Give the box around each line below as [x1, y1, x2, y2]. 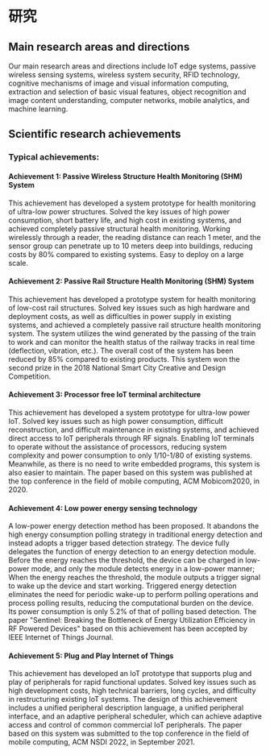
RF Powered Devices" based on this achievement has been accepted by [8, 624, 248, 633]
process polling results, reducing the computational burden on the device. [8, 598, 254, 608]
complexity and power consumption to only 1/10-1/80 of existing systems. [8, 450, 252, 460]
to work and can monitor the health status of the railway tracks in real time [8, 337, 255, 346]
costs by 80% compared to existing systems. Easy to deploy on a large [8, 249, 244, 259]
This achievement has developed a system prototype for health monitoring [8, 198, 256, 208]
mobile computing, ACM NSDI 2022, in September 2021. [8, 737, 195, 747]
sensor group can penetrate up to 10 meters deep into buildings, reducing [8, 241, 253, 251]
